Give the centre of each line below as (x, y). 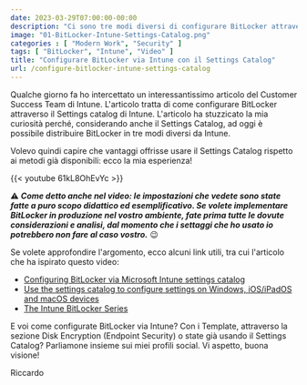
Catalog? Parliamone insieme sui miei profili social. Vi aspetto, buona (139, 345)
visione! (25, 355)
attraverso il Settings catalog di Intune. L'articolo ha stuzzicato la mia (139, 114)
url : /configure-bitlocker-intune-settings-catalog (110, 69)
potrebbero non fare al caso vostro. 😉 (84, 234)
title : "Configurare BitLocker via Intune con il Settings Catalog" (143, 60)
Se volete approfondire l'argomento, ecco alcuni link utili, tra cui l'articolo (148, 252)
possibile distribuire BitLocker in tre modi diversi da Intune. (121, 133)
